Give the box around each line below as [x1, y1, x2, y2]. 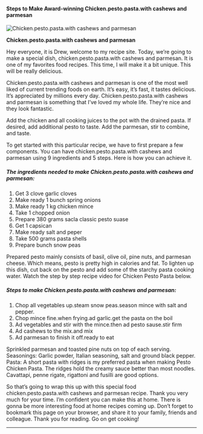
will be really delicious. [6, 67, 63, 75]
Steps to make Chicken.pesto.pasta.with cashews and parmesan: [6, 286, 176, 293]
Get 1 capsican [14, 222, 53, 230]
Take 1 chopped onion [14, 209, 70, 216]
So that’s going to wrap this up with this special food [6, 383, 137, 390]
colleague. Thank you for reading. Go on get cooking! [6, 415, 140, 422]
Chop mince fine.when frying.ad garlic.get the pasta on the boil [14, 315, 173, 322]
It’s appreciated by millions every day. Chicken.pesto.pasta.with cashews [6, 92, 188, 99]
